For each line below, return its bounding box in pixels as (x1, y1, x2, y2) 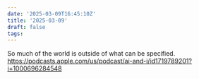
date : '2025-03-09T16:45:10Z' (7, 10, 97, 18)
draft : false (7, 23, 46, 30)
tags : (7, 30, 23, 37)
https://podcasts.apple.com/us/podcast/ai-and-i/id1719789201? (7, 57, 193, 66)
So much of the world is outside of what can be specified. (7, 49, 176, 58)
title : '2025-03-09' (7, 17, 68, 24)
